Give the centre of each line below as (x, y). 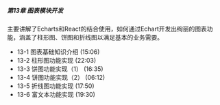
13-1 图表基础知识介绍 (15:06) (58, 52)
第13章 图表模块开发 (35, 10)
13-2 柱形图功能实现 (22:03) (57, 60)
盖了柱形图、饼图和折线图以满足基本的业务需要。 (94, 37)
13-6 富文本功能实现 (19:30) (56, 94)
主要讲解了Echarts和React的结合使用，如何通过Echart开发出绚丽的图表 (107, 29)
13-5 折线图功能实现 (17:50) (56, 86)
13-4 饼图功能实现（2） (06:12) (61, 77)
